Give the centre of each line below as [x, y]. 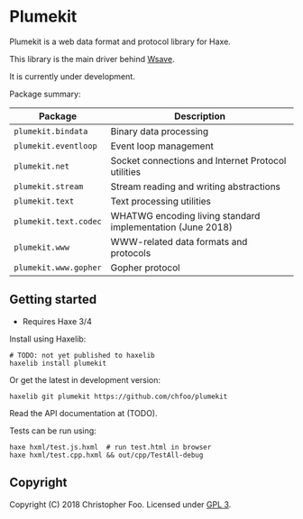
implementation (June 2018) [171, 227]
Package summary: [45, 94]
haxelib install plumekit [58, 363]
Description [200, 116]
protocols [131, 252]
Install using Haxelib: [48, 339]
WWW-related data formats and [179, 241]
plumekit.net [42, 166]
